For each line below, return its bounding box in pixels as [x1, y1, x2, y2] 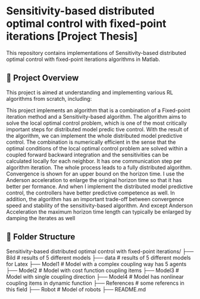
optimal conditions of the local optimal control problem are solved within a [6, 144, 187, 152]
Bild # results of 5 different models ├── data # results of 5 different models [6, 254, 191, 261]
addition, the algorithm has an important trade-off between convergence [6, 195, 185, 202]
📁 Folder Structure [6, 232, 76, 242]
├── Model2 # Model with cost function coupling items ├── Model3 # [6, 267, 180, 274]
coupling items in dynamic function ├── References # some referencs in [6, 279, 185, 286]
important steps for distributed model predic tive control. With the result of [6, 125, 189, 132]
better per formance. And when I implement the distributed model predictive [6, 183, 193, 190]
